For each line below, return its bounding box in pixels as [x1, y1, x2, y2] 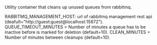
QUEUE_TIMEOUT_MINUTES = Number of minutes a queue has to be [4, 24, 146, 30]
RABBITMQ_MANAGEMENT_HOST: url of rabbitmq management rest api [4, 14, 153, 19]
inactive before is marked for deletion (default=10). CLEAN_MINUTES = [4, 29, 151, 35]
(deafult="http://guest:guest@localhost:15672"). [4, 19, 104, 24]
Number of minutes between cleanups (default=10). [4, 34, 110, 40]
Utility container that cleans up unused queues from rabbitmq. [4, 4, 132, 10]
